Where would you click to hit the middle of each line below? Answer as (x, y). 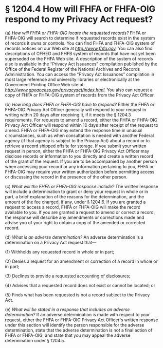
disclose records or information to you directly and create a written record (79, 156)
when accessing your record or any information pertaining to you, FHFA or (80, 166)
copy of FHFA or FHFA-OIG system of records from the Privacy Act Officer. (80, 95)
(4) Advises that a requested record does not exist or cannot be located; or (80, 285)
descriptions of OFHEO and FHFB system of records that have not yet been (81, 53)
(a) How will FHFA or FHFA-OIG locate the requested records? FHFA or (76, 33)
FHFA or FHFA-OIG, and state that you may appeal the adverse (68, 335)
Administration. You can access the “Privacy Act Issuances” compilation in (80, 74)
